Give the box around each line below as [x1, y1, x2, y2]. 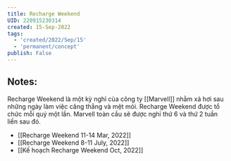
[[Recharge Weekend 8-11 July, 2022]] [17, 138, 130, 147]
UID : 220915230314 [7, 17, 61, 24]
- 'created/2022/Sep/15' [13, 37, 87, 44]
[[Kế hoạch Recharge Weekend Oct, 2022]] [17, 145, 144, 154]
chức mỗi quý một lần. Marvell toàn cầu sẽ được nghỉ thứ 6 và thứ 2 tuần [7, 109, 218, 118]
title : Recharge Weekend [7, 10, 80, 18]
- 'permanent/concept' [13, 43, 80, 50]
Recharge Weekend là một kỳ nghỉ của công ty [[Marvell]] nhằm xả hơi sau [7, 95, 224, 103]
